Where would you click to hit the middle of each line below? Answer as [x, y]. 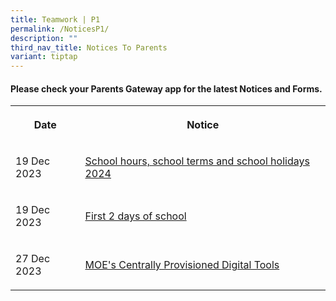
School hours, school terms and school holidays [197, 161]
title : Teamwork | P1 [55, 19]
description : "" [44, 38]
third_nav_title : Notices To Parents [89, 47]
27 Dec [33, 259]
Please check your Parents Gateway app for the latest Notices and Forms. [166, 88]
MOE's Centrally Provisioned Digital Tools [182, 265]
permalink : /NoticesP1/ [60, 29]
